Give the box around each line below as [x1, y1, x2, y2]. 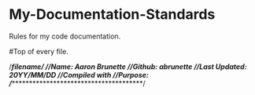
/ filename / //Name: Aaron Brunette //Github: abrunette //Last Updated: [9, 61, 247, 71]
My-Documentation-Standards [9, 5, 216, 24]
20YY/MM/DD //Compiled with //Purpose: [9, 70, 149, 79]
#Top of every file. [9, 46, 69, 56]
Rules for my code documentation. [9, 31, 121, 41]
